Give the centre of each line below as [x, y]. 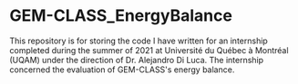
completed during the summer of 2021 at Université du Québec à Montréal [149, 50]
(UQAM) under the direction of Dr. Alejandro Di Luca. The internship [137, 60]
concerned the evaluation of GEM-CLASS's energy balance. [122, 70]
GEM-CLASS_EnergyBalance [121, 16]
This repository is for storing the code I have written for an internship [139, 41]
